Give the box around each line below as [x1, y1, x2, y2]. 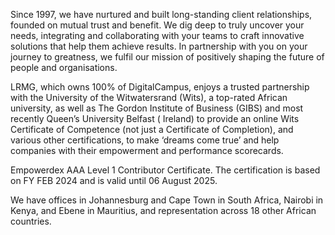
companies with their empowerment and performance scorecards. [10, 145, 284, 156]
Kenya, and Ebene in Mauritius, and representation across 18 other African [10, 205, 317, 216]
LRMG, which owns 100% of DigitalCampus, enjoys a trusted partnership [10, 81, 310, 93]
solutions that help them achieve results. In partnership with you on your [10, 40, 308, 52]
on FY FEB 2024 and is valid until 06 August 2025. [10, 175, 218, 186]
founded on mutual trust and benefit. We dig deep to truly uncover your [10, 19, 305, 31]
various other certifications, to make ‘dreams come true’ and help [10, 134, 280, 146]
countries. [10, 215, 52, 227]
